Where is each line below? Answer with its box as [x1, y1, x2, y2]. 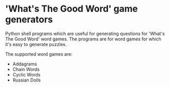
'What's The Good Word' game [5, 3, 138, 15]
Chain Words [12, 66, 40, 72]
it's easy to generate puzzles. [5, 41, 67, 47]
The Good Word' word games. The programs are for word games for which [5, 36, 161, 42]
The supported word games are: [5, 51, 72, 57]
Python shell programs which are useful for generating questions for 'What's [5, 30, 165, 36]
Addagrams [12, 61, 37, 67]
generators [5, 14, 53, 25]
